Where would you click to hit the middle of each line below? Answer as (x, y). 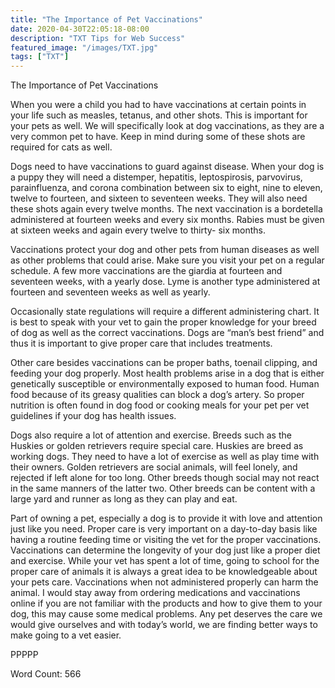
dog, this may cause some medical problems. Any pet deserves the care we (166, 614)
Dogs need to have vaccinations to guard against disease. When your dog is (167, 167)
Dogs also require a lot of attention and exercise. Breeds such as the (151, 435)
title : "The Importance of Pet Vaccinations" (106, 19)
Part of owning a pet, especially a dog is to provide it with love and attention (166, 518)
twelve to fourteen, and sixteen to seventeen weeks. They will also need (159, 198)
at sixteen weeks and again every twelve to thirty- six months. (138, 230)
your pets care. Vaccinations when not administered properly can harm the (164, 582)
